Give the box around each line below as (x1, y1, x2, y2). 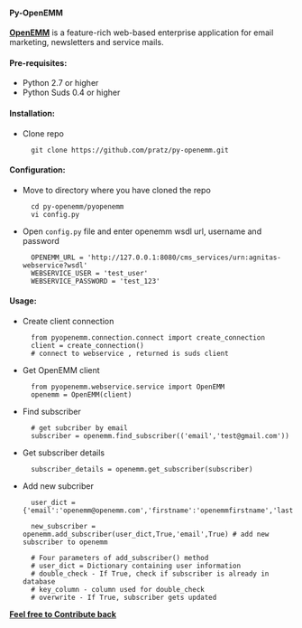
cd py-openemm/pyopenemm (31, 202, 124, 211)
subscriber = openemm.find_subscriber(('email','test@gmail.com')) (31, 432, 290, 441)
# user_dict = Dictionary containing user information (31, 561, 242, 571)
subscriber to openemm (22, 538, 108, 547)
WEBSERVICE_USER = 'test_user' (31, 268, 149, 277)
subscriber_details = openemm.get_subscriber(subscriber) (31, 465, 253, 474)
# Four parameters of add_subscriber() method (31, 554, 209, 563)
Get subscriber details (22, 447, 105, 458)
